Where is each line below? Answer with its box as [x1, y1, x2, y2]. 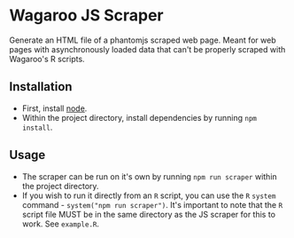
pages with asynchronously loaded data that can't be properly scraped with [9, 44, 286, 54]
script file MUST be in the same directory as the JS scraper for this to [21, 209, 276, 219]
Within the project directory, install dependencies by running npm [21, 112, 257, 123]
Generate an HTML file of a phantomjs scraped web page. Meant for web [9, 35, 276, 45]
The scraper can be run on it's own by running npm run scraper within [21, 171, 277, 182]
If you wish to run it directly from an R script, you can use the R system [21, 190, 276, 201]
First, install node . [21, 103, 88, 114]
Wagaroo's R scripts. [9, 53, 86, 64]
